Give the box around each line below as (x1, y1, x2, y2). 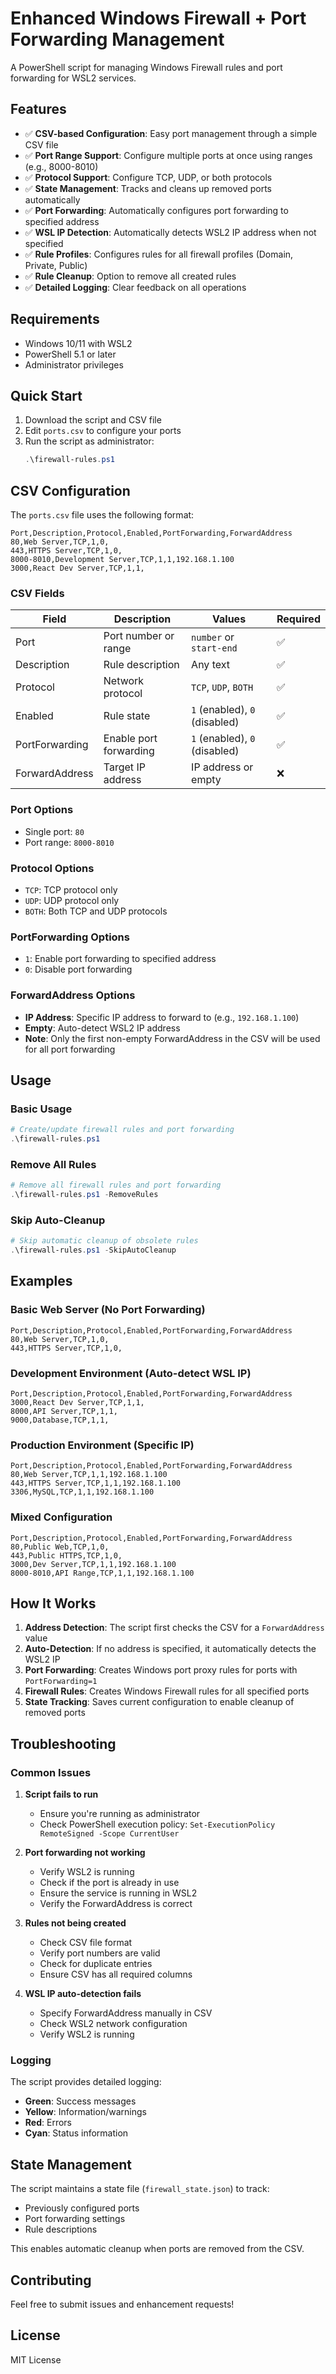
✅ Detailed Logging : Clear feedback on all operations (24, 281, 247, 293)
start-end (191, 643, 238, 654)
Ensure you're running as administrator (39, 1808, 201, 1820)
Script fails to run (24, 1788, 99, 1801)
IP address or (191, 760, 254, 774)
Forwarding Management (10, 28, 225, 51)
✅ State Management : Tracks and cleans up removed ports (24, 182, 272, 194)
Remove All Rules (10, 1157, 97, 1171)
